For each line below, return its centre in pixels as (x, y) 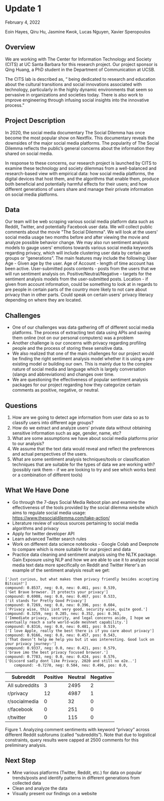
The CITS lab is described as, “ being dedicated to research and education (80, 79)
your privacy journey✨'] (31, 644)
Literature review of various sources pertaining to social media (75, 523)
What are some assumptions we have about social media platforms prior (85, 438)
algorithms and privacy (35, 528)
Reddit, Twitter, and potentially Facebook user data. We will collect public (79, 227)
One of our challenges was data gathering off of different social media (83, 327)
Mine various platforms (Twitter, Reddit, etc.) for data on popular (77, 772)
